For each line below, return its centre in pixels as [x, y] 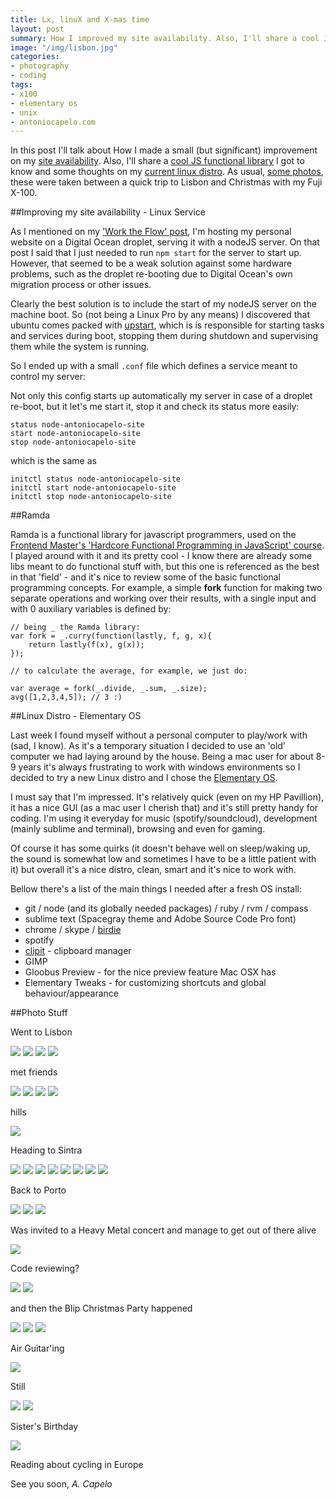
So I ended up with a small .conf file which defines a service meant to [154, 366]
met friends [34, 1072]
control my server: [48, 377]
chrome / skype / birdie [73, 930]
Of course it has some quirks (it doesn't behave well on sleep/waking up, [160, 848]
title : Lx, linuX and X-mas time [80, 19]
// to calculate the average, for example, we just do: [129, 671]
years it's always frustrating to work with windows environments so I [159, 767]
